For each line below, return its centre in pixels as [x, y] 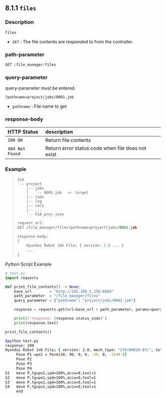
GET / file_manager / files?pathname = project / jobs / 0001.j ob [77, 227]
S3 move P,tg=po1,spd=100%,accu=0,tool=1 [51, 382]
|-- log [34, 201]
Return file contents [68, 140]
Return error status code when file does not [96, 148]
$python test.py [22, 341]
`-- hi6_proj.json [45, 214]
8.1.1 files [21, 8]
